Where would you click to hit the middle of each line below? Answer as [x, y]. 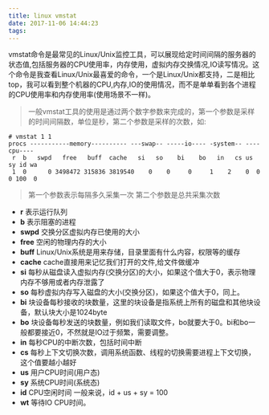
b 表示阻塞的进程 [48, 222]
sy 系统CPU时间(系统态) [60, 383]
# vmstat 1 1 [30, 137]
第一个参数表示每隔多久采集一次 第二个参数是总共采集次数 [124, 195]
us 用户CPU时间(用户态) [60, 372]
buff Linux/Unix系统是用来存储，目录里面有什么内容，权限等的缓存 [130, 252]
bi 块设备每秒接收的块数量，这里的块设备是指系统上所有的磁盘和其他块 [137, 303]
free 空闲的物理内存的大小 [63, 242]
